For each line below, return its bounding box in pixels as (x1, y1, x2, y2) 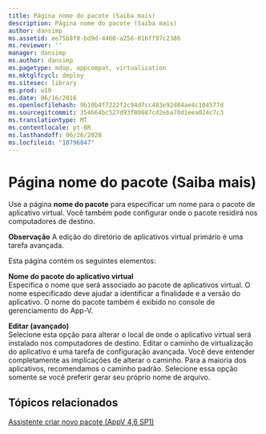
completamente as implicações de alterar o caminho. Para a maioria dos (8, 355, 247, 365)
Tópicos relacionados (8, 395, 119, 409)
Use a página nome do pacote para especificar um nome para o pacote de (8, 200, 256, 209)
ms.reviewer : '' (8, 42, 62, 50)
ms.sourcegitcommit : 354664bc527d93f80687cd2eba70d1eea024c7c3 (8, 109, 224, 117)
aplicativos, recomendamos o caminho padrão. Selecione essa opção (8, 364, 238, 374)
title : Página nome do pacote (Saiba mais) (8, 11, 156, 20)
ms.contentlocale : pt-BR (8, 124, 91, 132)
